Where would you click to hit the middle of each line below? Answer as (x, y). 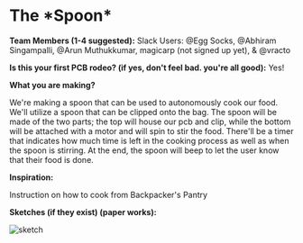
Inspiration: (32, 177)
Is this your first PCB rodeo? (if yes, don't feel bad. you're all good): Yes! (147, 67)
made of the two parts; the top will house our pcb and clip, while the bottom (150, 121)
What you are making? (52, 85)
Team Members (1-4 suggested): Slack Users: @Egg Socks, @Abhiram (143, 40)
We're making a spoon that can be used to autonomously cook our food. (144, 102)
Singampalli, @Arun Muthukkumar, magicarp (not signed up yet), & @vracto (150, 49)
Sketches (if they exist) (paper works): (83, 211)
